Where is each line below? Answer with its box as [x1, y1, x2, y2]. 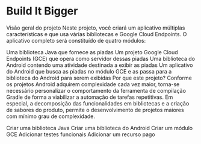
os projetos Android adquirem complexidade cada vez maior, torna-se [6, 80, 180, 88]
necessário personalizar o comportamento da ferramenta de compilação [6, 87, 187, 94]
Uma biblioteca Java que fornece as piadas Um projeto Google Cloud [6, 48, 179, 55]
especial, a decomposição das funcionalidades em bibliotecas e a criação [6, 99, 190, 107]
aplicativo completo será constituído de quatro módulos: [6, 37, 146, 44]
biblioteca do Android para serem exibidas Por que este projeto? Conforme [6, 74, 193, 81]
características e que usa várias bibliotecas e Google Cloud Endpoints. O [6, 30, 187, 37]
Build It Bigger [6, 4, 78, 18]
